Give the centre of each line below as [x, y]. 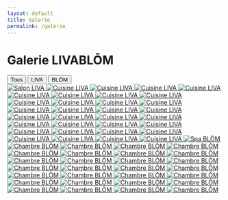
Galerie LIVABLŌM [61, 60]
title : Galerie [29, 20]
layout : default [30, 13]
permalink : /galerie [37, 26]
